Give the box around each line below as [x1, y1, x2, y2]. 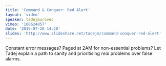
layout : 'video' [5, 12, 40, 17]
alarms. [5, 56, 22, 61]
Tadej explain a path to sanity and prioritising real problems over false [5, 50, 153, 56]
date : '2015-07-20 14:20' [5, 26, 60, 31]
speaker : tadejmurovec [5, 17, 54, 22]
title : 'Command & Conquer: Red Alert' [5, 7, 91, 13]
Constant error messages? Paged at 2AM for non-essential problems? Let [5, 45, 161, 51]
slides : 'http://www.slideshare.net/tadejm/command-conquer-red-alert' [5, 31, 161, 36]
